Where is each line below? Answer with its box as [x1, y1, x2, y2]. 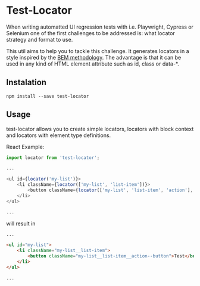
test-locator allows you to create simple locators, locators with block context [6, 125, 194, 132]
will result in [6, 220, 36, 227]
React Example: [6, 143, 45, 150]
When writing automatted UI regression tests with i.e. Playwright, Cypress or [6, 23, 193, 30]
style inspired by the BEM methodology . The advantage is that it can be [6, 54, 182, 61]
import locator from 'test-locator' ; [6, 154, 100, 161]
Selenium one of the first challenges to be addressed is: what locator [6, 29, 176, 36]
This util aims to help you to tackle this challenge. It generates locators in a [6, 47, 189, 54]
